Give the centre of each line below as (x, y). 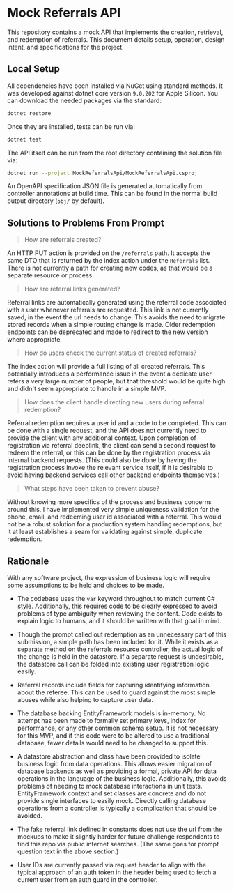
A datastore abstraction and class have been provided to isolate (109, 756)
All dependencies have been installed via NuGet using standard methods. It (115, 86)
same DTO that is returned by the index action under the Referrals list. (109, 261)
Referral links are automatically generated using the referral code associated (117, 303)
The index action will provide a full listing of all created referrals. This (106, 367)
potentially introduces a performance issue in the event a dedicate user (110, 374)
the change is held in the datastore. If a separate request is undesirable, (120, 656)
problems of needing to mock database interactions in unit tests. (110, 786)
